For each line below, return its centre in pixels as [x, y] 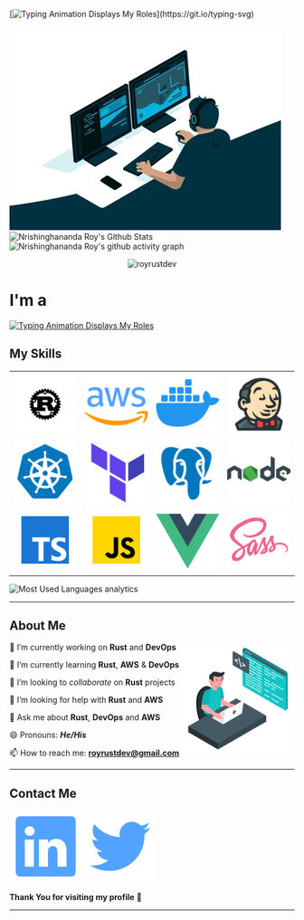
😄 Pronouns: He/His [48, 735]
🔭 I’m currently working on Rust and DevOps [93, 648]
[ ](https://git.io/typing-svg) [132, 14]
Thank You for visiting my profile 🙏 [76, 897]
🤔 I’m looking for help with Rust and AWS [86, 700]
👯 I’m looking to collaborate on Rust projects [92, 682]
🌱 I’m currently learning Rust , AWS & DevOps [94, 665]
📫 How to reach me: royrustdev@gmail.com [95, 753]
